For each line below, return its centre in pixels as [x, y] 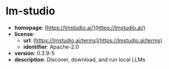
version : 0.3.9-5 [34, 53]
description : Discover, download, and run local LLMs [80, 59]
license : [24, 34]
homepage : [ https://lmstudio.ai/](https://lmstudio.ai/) [80, 28]
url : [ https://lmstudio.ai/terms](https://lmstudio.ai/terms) [93, 40]
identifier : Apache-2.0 [51, 47]
